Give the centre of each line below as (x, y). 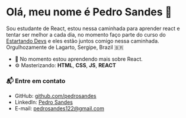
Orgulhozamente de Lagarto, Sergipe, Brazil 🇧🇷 (65, 47)
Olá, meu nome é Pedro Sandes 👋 (89, 12)
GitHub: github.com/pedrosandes (55, 96)
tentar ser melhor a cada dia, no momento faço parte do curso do (86, 34)
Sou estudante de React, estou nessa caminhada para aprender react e (93, 28)
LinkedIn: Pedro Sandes (44, 102)
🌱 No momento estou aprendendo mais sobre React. (79, 59)
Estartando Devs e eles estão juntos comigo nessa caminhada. (83, 41)
